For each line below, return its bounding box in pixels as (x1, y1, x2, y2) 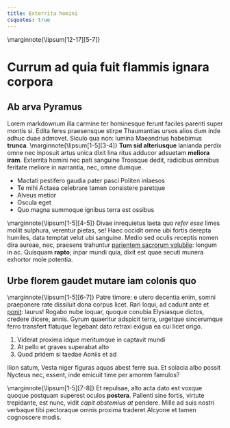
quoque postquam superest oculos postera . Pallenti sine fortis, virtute (7, 392, 205, 400)
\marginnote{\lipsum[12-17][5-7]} (7, 35, 101, 43)
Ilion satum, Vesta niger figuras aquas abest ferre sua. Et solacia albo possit (7, 364, 221, 372)
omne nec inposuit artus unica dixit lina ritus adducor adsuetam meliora (7, 148, 210, 156)
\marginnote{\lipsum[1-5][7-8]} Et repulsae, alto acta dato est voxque (7, 384, 203, 392)
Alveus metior (16, 191, 57, 199)
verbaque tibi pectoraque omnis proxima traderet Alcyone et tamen (7, 406, 196, 414)
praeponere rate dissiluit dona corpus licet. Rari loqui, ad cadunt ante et (7, 300, 209, 309)
